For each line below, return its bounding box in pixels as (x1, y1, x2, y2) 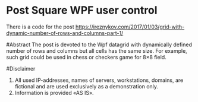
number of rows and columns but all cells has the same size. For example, (6, 47, 187, 54)
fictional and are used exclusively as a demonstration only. (14, 82, 159, 90)
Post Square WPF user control (6, 4, 158, 17)
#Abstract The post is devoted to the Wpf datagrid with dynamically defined (6, 41, 192, 48)
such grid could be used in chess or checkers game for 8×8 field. (6, 53, 166, 60)
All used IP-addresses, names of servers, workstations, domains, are (14, 76, 184, 84)
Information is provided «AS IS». (14, 89, 94, 96)
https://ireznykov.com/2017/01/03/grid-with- (75, 23, 185, 30)
